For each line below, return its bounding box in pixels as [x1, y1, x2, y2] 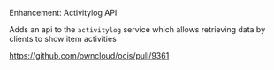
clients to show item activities [9, 34, 117, 44]
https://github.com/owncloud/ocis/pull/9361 [9, 51, 170, 60]
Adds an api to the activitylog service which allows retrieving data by [9, 24, 266, 34]
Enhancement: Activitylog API [9, 8, 118, 17]
